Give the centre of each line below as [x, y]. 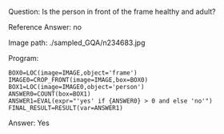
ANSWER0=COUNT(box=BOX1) [50, 94]
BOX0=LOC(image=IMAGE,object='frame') [73, 73]
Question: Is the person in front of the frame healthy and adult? [112, 12]
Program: [24, 58]
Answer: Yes [29, 123]
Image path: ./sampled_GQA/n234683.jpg [77, 43]
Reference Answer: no [45, 27]
